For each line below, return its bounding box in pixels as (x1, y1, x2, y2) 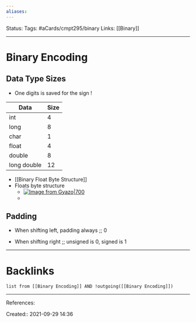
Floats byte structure (14, 182, 65, 189)
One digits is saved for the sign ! (14, 89, 92, 97)
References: (6, 299, 35, 306)
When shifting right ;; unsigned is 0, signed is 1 (14, 238, 127, 245)
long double (9, 160, 42, 169)
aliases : (6, 8, 27, 15)
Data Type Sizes (6, 74, 66, 84)
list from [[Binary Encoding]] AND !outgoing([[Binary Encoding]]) (6, 283, 174, 290)
